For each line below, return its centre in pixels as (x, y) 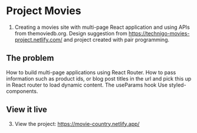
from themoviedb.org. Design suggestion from (71, 33)
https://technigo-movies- (159, 33)
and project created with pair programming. (116, 39)
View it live (27, 110)
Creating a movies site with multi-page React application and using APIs (102, 27)
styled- (178, 85)
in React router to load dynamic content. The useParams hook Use (87, 85)
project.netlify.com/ (38, 39)
